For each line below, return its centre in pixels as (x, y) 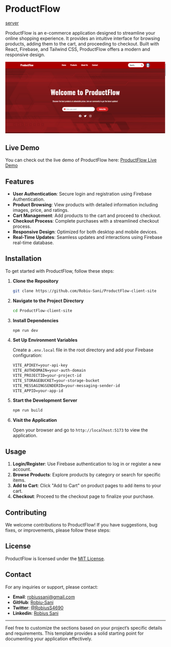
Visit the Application (35, 420)
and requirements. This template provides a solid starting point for (75, 633)
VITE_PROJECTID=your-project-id (47, 376)
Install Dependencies (35, 320)
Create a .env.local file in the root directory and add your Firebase (83, 350)
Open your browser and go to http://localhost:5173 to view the (80, 430)
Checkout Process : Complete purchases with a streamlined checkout (86, 221)
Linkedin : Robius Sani (35, 613)
